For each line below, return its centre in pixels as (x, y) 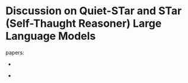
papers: (15, 52)
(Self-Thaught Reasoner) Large (84, 23)
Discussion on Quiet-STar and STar (94, 11)
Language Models (51, 36)
